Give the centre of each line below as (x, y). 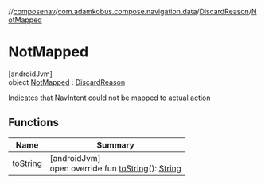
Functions (34, 123)
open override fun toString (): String (115, 168)
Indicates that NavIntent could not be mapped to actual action (109, 98)
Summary (116, 144)
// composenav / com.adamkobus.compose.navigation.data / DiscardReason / (130, 11)
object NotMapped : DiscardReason (67, 82)
